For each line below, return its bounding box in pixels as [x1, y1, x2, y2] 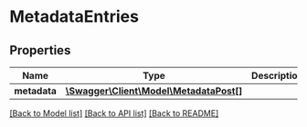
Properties [9, 43, 71, 58]
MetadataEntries [9, 6, 140, 27]
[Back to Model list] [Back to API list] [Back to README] [9, 108, 219, 119]
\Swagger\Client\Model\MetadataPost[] [65, 84, 243, 97]
